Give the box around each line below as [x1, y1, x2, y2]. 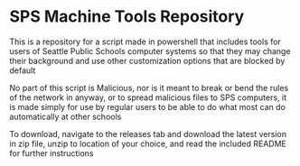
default [9, 65, 36, 76]
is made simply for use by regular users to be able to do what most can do [9, 101, 286, 112]
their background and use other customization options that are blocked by [9, 55, 286, 66]
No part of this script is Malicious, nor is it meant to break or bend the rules [9, 82, 289, 93]
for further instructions [9, 147, 94, 159]
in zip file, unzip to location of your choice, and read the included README [9, 138, 286, 149]
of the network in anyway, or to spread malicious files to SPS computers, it [9, 92, 287, 103]
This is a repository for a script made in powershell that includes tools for [9, 36, 282, 47]
